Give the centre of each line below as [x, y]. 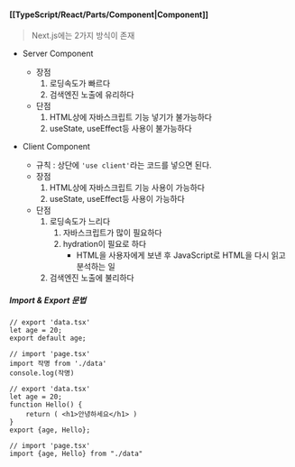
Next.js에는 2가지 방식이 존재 [83, 36]
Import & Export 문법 [48, 300]
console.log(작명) [42, 373]
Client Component [56, 147]
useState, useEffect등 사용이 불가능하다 [120, 129]
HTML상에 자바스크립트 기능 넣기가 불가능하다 [130, 117]
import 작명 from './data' [58, 364]
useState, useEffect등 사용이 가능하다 [117, 199]
